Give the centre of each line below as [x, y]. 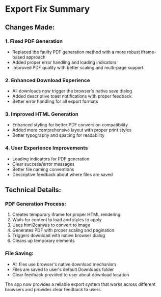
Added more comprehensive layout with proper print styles [72, 130]
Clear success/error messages [43, 164]
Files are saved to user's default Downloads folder [63, 269]
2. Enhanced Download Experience [48, 80]
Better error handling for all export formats [55, 101]
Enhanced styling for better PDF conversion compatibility [70, 125]
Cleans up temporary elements [43, 241]
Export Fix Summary [47, 9]
